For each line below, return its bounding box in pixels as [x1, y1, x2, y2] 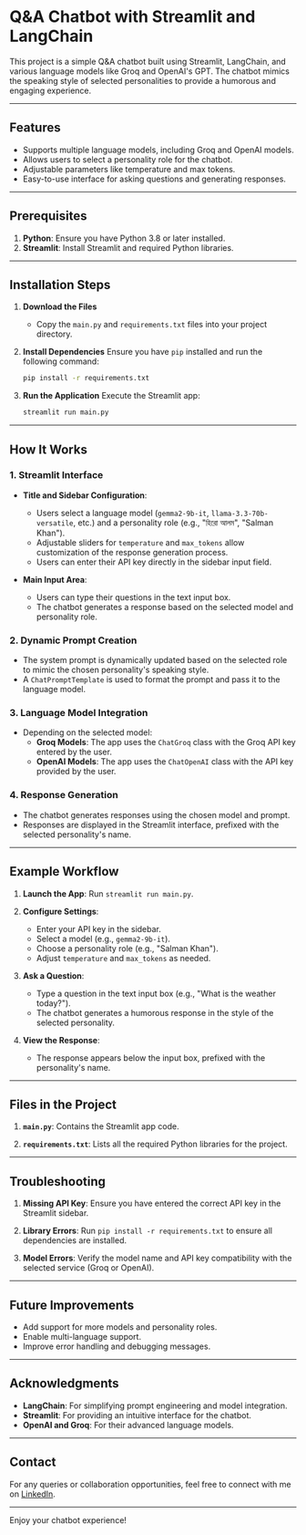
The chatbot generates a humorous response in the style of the [36, 1007, 274, 1018]
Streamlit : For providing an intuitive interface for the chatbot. [22, 1409, 252, 1420]
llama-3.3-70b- [210, 509, 269, 518]
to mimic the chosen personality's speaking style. [22, 664, 209, 676]
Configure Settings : [22, 906, 99, 917]
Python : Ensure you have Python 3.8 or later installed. [22, 233, 226, 244]
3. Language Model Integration [9, 707, 148, 720]
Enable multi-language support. [22, 1331, 142, 1342]
